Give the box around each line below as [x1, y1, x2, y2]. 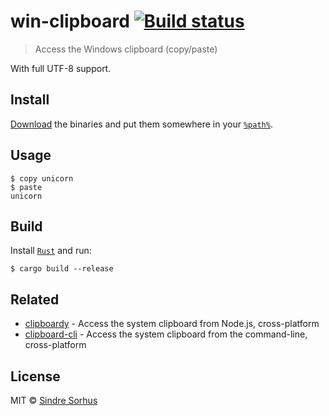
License [10, 368, 61, 385]
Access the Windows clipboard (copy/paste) [34, 43, 218, 55]
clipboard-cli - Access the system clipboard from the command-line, [24, 328, 308, 340]
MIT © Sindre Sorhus [10, 395, 98, 406]
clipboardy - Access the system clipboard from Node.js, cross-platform [24, 318, 320, 330]
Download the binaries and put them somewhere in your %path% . [10, 118, 273, 130]
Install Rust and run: [10, 245, 92, 257]
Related [10, 291, 60, 308]
